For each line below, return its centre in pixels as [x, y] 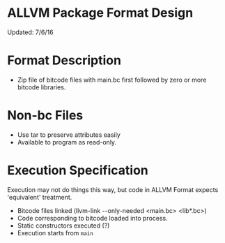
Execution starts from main [55, 233]
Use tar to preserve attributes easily [69, 135]
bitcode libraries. [41, 87]
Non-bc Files [45, 116]
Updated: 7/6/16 [30, 32]
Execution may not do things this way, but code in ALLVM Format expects [113, 189]
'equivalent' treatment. [40, 197]
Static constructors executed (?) [63, 226]
